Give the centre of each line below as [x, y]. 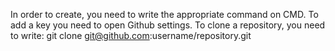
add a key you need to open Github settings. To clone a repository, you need [168, 25]
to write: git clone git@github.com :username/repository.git [131, 35]
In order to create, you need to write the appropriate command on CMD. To [164, 14]
